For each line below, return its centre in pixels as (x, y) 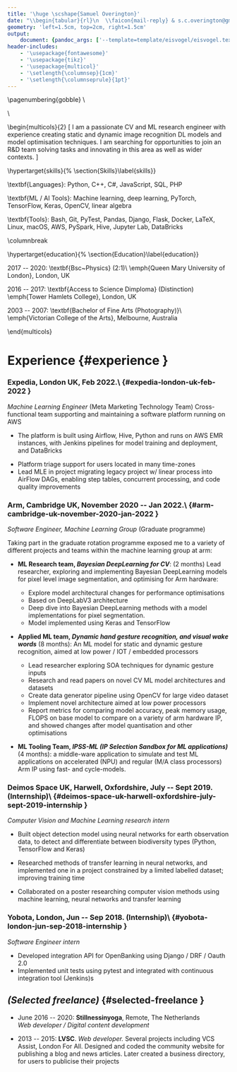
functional (22, 414)
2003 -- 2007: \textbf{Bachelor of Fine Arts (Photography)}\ (95, 310)
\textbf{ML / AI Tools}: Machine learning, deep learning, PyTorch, (102, 198)
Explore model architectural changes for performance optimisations (126, 593)
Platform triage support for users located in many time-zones (107, 464)
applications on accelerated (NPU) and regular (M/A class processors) (120, 762)
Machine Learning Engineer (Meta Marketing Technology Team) (101, 407)
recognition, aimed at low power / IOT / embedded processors (108, 652)
